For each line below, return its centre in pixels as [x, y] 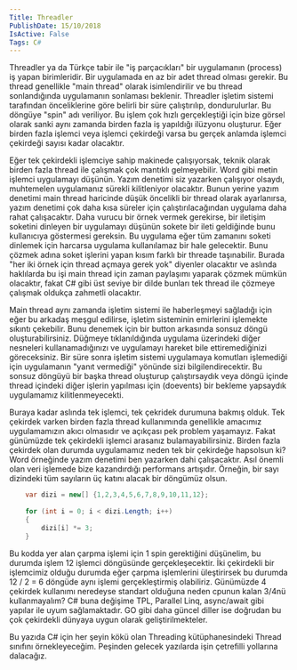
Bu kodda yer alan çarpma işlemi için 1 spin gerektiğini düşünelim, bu [135, 553]
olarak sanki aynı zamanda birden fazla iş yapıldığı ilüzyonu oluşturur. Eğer [145, 125]
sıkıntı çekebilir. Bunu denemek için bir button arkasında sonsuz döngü [139, 329]
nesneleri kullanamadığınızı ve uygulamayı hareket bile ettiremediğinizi [138, 348]
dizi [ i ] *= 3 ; [67, 528]
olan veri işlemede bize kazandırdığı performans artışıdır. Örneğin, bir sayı [144, 469]
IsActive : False [39, 34]
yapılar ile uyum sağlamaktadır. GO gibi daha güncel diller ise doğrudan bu [145, 609]
